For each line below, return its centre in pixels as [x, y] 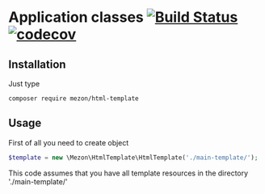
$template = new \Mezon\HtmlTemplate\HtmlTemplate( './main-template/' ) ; [133, 158]
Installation [37, 64]
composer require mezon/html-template [74, 99]
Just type [24, 84]
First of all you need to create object [69, 142]
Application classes [76, 17]
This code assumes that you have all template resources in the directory [128, 173]
